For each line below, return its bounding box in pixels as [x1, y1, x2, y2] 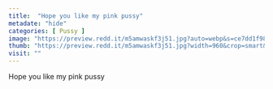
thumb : [8, 42, 31, 50]
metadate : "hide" [8, 19, 67, 28]
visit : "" [8, 49, 42, 57]
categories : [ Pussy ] [8, 27, 85, 35]
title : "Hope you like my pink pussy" [8, 11, 144, 20]
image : [8, 34, 31, 43]
